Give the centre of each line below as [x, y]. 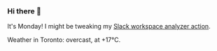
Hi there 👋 [24, 11]
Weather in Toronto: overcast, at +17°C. [64, 40]
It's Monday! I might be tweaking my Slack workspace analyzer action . [109, 27]
